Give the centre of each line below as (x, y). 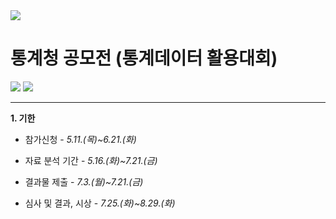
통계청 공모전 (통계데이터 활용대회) (144, 58)
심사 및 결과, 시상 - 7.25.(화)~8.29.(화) (100, 203)
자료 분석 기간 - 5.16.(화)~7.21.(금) (91, 160)
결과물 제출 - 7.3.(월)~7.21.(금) (84, 181)
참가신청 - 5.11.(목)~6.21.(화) (80, 139)
